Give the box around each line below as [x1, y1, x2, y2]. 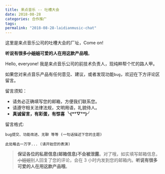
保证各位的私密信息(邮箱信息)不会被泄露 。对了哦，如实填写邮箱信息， [17, 151, 161, 157]
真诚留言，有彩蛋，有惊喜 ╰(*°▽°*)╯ [12, 111, 91, 117]
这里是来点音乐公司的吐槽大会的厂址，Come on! [5, 40, 103, 46]
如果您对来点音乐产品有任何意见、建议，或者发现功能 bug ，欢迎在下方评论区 [5, 71, 160, 77]
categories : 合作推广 [5, 16, 47, 21]
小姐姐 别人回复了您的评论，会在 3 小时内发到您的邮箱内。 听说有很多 [17, 157, 158, 163]
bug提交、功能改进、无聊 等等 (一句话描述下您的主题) [5, 132, 102, 137]
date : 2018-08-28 [5, 12, 41, 17]
